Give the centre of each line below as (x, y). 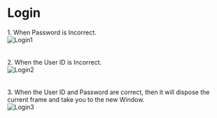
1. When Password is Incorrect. (52, 32)
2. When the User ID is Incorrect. (55, 62)
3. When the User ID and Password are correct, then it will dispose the (108, 92)
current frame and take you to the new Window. (76, 99)
